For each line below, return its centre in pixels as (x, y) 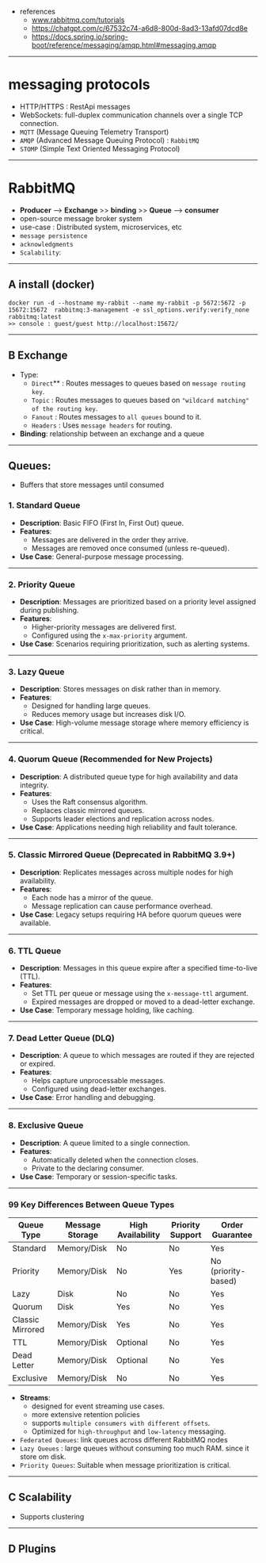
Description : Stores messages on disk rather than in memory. (120, 689)
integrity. (34, 785)
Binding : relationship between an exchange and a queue (112, 433)
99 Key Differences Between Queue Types (91, 1205)
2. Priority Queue (42, 584)
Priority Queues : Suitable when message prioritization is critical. (125, 1465)
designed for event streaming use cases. (98, 1406)
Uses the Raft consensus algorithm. (89, 802)
